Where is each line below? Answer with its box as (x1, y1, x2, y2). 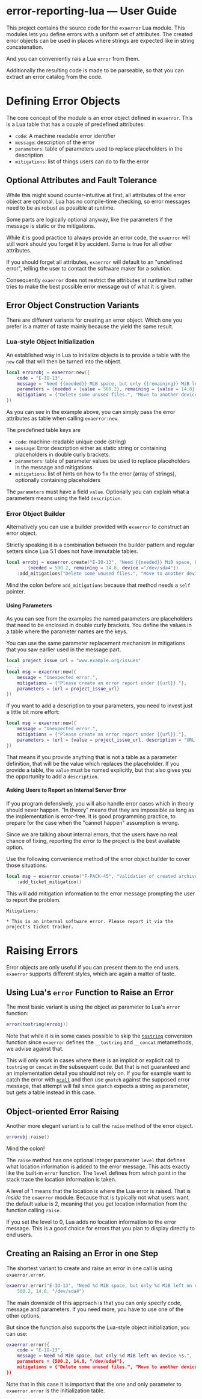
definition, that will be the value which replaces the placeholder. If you (6, 760, 180, 767)
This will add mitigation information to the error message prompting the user (6, 890, 195, 897)
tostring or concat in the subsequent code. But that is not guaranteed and (6, 1063, 191, 1071)
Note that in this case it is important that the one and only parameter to (6, 1380, 182, 1388)
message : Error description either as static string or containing (14, 445, 167, 452)
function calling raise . (6, 1206, 61, 1213)
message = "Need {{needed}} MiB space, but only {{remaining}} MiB (17, 381, 189, 387)
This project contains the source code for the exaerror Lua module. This (6, 24, 185, 31)
